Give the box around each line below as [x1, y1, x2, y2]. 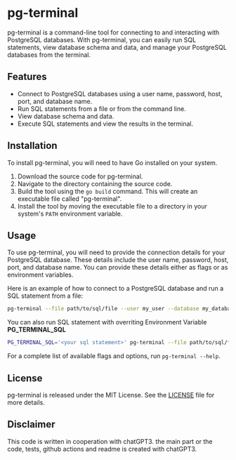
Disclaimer [7, 419, 55, 431]
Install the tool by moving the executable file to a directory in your [17, 202, 207, 210]
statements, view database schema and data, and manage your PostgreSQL [7, 43, 227, 51]
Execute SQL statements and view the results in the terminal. [17, 119, 194, 128]
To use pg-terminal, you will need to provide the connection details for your [7, 248, 226, 257]
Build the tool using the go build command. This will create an [17, 187, 198, 195]
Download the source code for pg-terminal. [17, 172, 143, 180]
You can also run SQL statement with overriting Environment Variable [7, 318, 207, 327]
